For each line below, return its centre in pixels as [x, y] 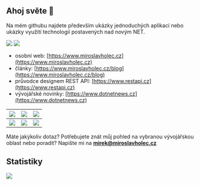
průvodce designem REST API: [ [54, 81]
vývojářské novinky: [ [41, 94]
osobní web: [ [32, 55]
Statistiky [24, 162]
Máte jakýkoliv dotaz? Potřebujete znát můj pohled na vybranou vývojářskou [100, 136]
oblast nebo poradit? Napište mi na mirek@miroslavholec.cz [81, 143]
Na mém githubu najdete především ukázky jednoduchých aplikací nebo [95, 25]
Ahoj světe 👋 [30, 11]
